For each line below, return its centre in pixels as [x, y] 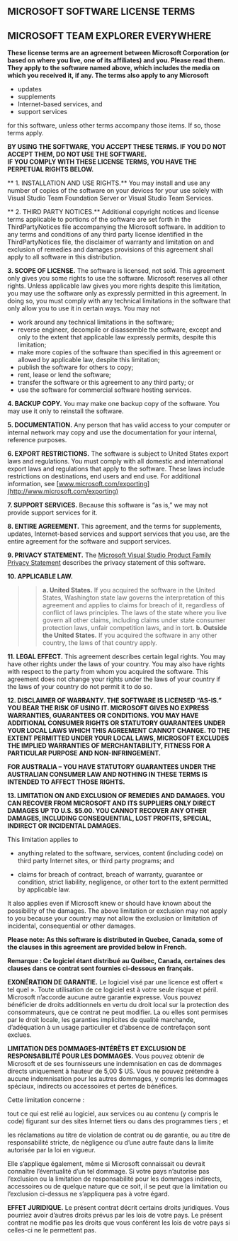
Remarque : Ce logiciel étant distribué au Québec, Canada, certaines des [117, 961]
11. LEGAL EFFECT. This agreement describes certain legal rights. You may [117, 657]
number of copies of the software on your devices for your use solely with [115, 191]
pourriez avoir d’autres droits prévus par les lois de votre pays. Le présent [115, 1215]
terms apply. [25, 133]
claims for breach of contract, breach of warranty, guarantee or [110, 875]
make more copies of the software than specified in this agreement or [119, 352]
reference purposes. [37, 440]
